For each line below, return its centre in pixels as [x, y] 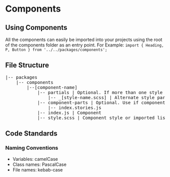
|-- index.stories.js [75, 107]
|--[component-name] [52, 87]
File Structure [27, 65]
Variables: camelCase [35, 159]
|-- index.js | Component [69, 113]
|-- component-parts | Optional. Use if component [101, 102]
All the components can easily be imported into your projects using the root [84, 39]
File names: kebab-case [38, 169]
